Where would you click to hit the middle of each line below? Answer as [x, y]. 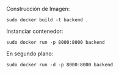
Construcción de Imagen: [38, 9]
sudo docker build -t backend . [47, 20]
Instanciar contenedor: [35, 31]
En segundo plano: [30, 54]
